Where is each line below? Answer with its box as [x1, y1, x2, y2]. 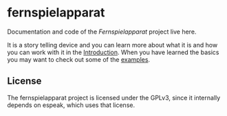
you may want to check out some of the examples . [7, 55, 150, 63]
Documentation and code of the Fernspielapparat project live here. [7, 27, 197, 36]
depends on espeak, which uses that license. [7, 101, 136, 109]
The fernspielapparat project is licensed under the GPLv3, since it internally [7, 93, 221, 102]
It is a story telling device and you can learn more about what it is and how [7, 40, 218, 49]
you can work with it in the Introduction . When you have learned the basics [7, 48, 219, 56]
